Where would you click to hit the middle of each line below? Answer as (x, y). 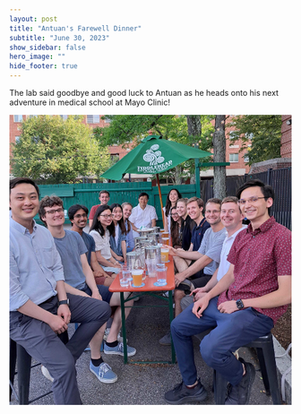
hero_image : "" (38, 57)
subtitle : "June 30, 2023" (60, 38)
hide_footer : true (43, 66)
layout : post (34, 19)
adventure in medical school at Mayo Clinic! (90, 102)
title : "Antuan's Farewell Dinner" (76, 28)
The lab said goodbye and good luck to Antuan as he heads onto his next (144, 93)
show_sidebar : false (48, 47)
